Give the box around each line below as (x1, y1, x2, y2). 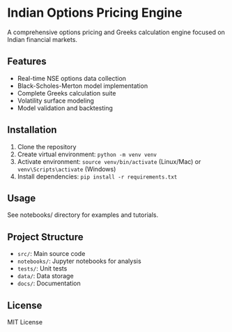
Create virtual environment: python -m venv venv (17, 150, 157, 158)
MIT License (7, 318, 43, 326)
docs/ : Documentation (17, 279, 82, 287)
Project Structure (7, 231, 84, 243)
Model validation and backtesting (17, 103, 114, 112)
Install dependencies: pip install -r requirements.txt (17, 172, 178, 181)
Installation (7, 124, 57, 136)
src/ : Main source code (17, 250, 86, 258)
